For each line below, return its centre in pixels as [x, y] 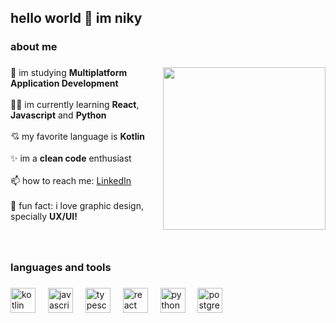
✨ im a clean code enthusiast [71, 158]
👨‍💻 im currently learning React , [75, 105]
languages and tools [61, 268]
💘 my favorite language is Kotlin [78, 137]
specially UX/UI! [44, 217]
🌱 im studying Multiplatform [69, 73]
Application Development [64, 83]
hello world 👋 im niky [76, 18]
